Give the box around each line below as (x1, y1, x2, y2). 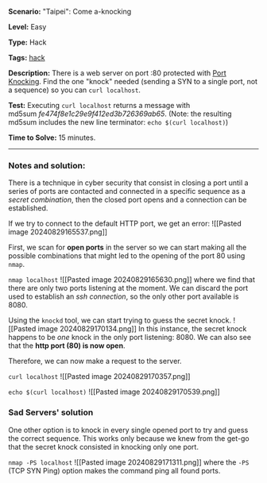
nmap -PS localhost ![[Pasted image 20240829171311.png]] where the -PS (8, 457, 250, 467)
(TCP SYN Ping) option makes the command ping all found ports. (8, 466, 221, 475)
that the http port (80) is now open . (8, 341, 126, 350)
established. (8, 203, 48, 213)
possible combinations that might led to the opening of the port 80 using (8, 251, 246, 261)
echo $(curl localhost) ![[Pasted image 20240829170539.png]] (8, 387, 220, 396)
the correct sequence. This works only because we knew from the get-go (8, 433, 250, 443)
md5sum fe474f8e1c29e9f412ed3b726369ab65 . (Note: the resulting (8, 109, 232, 118)
